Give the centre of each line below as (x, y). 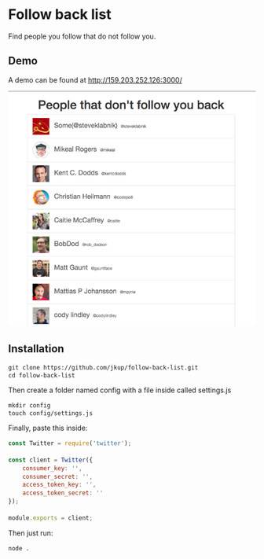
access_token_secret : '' (63, 493)
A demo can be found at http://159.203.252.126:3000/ (95, 79)
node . (19, 548)
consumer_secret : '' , (57, 476)
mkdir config (29, 406)
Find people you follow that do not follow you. (82, 36)
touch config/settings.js (50, 414)
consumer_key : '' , (52, 468)
